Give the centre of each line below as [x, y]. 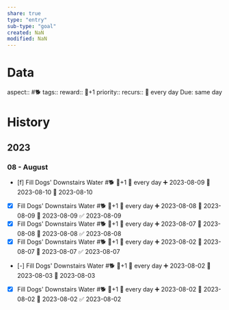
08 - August [28, 167]
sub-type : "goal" [32, 26]
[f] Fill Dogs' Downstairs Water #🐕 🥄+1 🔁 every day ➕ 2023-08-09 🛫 [113, 182]
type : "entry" [27, 20]
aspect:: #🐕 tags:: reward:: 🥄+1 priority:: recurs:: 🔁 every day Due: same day [114, 92]
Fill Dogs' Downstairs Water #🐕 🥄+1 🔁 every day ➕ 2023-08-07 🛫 [109, 224]
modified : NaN [27, 39]
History [29, 122]
